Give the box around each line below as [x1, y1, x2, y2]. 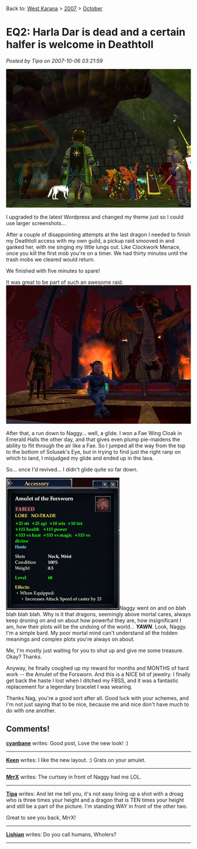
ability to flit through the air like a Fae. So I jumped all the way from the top [6, 442, 186, 449]
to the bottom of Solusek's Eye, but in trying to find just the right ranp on [6, 448, 181, 455]
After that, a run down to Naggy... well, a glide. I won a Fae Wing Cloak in [6, 429, 182, 436]
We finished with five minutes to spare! [6, 267, 100, 274]
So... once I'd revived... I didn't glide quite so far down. [6, 466, 138, 473]
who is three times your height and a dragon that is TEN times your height [6, 796, 185, 803]
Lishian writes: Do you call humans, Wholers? [6, 831, 117, 838]
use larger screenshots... [6, 219, 66, 226]
